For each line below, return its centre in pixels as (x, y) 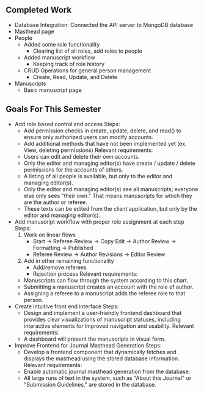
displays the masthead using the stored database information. (101, 358)
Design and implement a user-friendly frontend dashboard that (103, 313)
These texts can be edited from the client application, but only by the (110, 208)
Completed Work (38, 10)
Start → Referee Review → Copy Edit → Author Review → (104, 241)
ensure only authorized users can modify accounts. (89, 137)
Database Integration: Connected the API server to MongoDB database (104, 25)
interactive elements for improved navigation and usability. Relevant (109, 326)
